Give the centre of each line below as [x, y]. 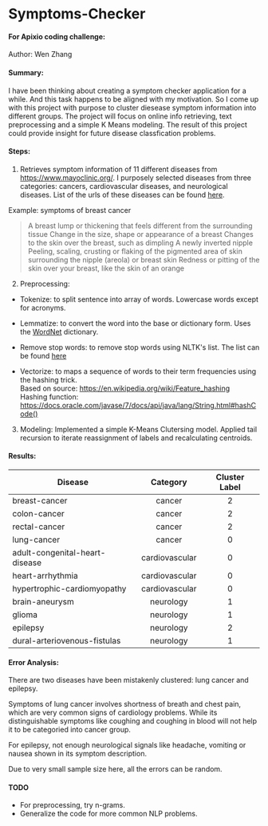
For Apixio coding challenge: [57, 36]
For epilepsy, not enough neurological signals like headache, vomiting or [127, 745]
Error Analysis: [34, 662]
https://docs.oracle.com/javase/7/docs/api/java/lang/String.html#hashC [138, 405]
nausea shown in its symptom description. [78, 754]
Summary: [26, 72]
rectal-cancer [39, 527]
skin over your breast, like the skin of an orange [106, 268]
